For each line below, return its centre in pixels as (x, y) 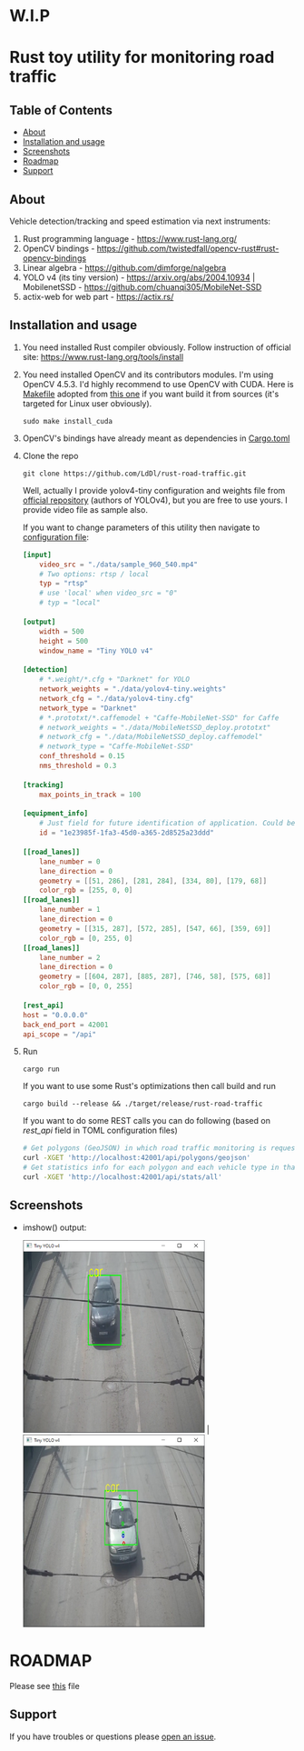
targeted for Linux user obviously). (87, 403)
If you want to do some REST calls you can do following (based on (146, 1121)
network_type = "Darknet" (88, 708)
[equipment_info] (55, 814)
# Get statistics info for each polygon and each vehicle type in (151, 1168)
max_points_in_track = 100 (90, 795)
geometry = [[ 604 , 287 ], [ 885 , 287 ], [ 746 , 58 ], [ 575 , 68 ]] (155, 977)
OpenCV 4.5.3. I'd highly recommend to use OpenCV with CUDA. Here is (158, 384)
